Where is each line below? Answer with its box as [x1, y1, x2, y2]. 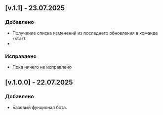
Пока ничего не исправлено [12, 64, 72, 70]
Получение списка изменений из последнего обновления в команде [12, 30, 158, 36]
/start [12, 36, 26, 41]
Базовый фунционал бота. [12, 104, 68, 110]
